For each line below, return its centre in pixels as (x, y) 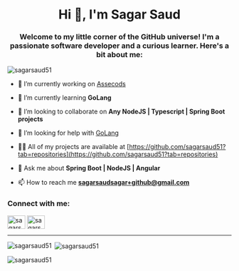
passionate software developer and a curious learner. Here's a (119, 46)
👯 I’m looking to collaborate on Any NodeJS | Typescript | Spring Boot (121, 112)
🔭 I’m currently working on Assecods (71, 84)
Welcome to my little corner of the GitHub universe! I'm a (119, 37)
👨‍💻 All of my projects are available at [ (73, 147)
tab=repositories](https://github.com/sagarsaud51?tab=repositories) (118, 154)
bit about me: (119, 55)
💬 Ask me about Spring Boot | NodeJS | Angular (89, 168)
